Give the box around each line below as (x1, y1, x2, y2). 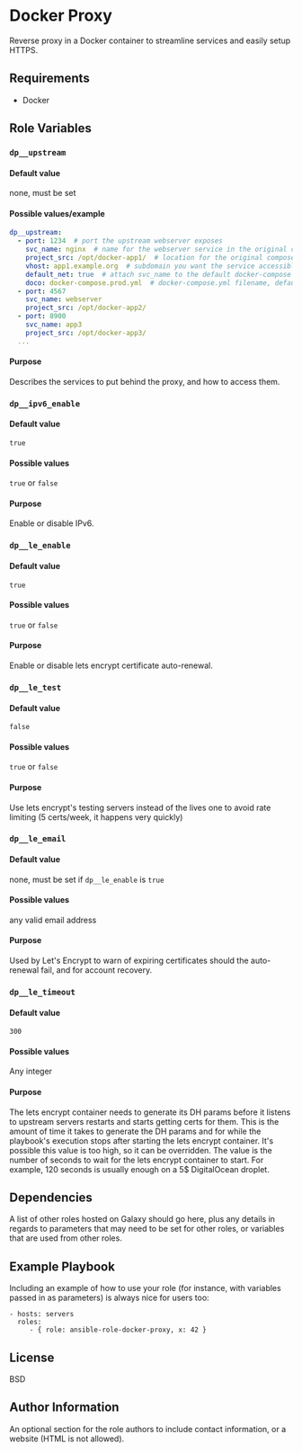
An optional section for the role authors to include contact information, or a (9, 1423, 287, 1434)
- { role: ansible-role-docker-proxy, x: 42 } (29, 1325, 207, 1335)
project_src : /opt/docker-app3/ (25, 328, 147, 337)
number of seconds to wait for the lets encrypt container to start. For (9, 1154, 264, 1165)
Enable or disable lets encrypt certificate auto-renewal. (9, 660, 213, 671)
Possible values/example (9, 208, 105, 218)
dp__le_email (9, 833, 67, 844)
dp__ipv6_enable (9, 398, 81, 409)
